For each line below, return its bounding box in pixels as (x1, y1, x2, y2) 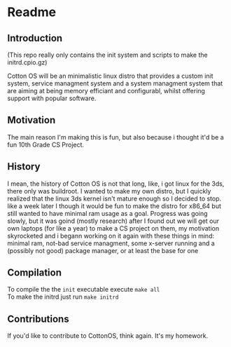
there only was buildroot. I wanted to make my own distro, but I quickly (7, 186, 211, 195)
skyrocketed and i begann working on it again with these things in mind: (7, 231, 215, 240)
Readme (7, 4, 57, 20)
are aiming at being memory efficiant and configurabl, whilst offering (7, 87, 205, 95)
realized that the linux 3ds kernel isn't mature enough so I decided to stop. (7, 194, 222, 203)
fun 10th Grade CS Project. (7, 140, 85, 149)
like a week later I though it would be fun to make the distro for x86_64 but (7, 201, 222, 210)
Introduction (7, 32, 63, 44)
